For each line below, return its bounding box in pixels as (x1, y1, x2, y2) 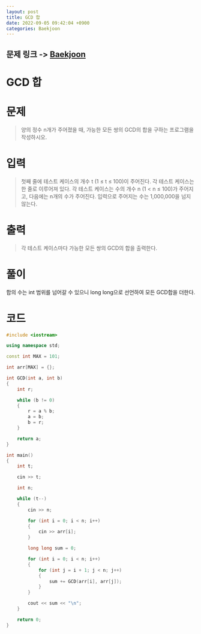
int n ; (17, 485, 34, 491)
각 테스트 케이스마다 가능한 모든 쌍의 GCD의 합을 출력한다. (20, 244, 158, 252)
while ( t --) (17, 496, 47, 502)
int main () (6, 452, 34, 458)
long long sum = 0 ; (28, 545, 77, 551)
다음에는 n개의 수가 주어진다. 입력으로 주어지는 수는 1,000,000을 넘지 (29, 192, 191, 200)
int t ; (17, 463, 34, 469)
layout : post (6, 8, 39, 15)
